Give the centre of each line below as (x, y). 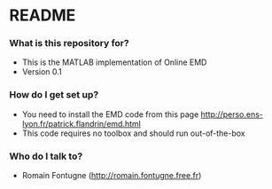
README (43, 16)
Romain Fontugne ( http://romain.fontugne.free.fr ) (112, 176)
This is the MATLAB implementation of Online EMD (114, 62)
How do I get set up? (54, 95)
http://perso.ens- (232, 114)
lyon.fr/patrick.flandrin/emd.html (82, 123)
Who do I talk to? (46, 156)
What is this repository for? (70, 43)
